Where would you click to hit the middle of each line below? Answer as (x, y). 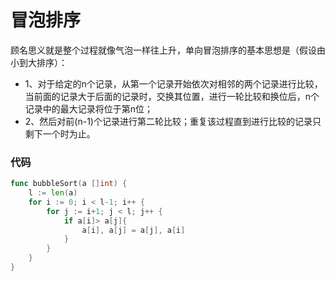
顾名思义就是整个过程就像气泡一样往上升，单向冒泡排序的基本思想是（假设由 (168, 50)
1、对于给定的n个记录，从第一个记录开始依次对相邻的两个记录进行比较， (173, 83)
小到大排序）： (39, 62)
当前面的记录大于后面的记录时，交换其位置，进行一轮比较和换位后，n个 (172, 96)
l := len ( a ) (53, 193)
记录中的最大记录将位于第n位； (89, 108)
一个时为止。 (69, 133)
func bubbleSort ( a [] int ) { (69, 184)
